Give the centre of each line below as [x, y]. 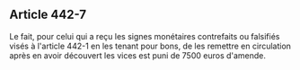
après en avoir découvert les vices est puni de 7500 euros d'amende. [138, 55]
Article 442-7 [48, 15]
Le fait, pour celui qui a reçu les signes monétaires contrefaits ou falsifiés [145, 36]
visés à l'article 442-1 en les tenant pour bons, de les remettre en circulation [150, 46]
